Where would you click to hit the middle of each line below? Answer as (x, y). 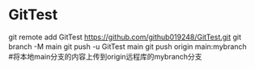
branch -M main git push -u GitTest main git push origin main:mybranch (127, 47)
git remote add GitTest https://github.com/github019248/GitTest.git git (125, 37)
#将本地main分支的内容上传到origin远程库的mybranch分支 (105, 56)
